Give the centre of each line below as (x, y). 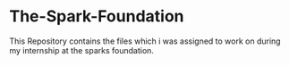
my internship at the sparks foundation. (82, 50)
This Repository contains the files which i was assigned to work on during (145, 41)
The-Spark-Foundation (97, 16)
